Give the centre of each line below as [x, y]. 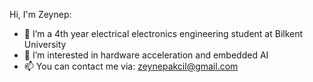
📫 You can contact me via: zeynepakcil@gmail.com [131, 66]
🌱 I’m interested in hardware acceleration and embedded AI [146, 55]
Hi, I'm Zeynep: [40, 14]
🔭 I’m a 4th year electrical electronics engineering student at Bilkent [163, 33]
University [45, 44]
